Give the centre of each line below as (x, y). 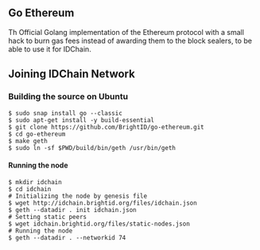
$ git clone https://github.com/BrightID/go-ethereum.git (106, 127)
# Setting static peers (48, 217)
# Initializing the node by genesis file (78, 196)
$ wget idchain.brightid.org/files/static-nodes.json (99, 224)
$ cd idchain (30, 189)
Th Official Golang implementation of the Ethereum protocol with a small (126, 32)
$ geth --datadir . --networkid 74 (67, 237)
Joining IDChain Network (72, 74)
